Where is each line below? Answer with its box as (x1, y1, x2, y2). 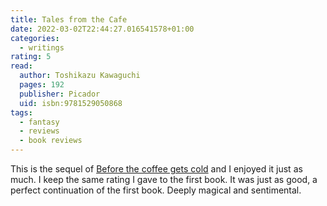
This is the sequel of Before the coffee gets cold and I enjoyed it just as (10, 163, 303, 175)
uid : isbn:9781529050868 (19, 98, 123, 108)
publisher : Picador (19, 89, 101, 99)
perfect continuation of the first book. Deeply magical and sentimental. (10, 184, 302, 196)
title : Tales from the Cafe (10, 14, 128, 25)
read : (10, 61, 33, 71)
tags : (10, 107, 33, 118)
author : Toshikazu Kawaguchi (19, 71, 141, 81)
